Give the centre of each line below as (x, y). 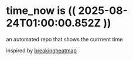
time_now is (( (41, 11)
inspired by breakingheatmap (42, 50)
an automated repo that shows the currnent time (64, 39)
